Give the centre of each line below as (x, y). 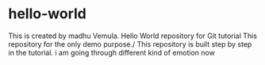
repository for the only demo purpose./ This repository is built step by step (130, 44)
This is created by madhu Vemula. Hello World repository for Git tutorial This (133, 36)
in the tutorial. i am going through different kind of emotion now (112, 52)
